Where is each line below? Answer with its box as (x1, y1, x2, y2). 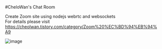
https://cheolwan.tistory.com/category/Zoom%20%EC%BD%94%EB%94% (5, 24, 157, 30)
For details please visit (5, 19, 50, 24)
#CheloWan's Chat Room (5, 4, 55, 10)
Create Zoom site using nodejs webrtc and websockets (5, 14, 116, 19)
